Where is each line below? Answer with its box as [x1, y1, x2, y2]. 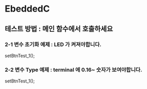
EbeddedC [5, 3, 50, 15]
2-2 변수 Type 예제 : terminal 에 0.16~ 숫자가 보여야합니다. [5, 66, 142, 73]
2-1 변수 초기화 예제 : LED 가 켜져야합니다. [5, 41, 102, 48]
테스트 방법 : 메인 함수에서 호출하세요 [5, 24, 113, 33]
